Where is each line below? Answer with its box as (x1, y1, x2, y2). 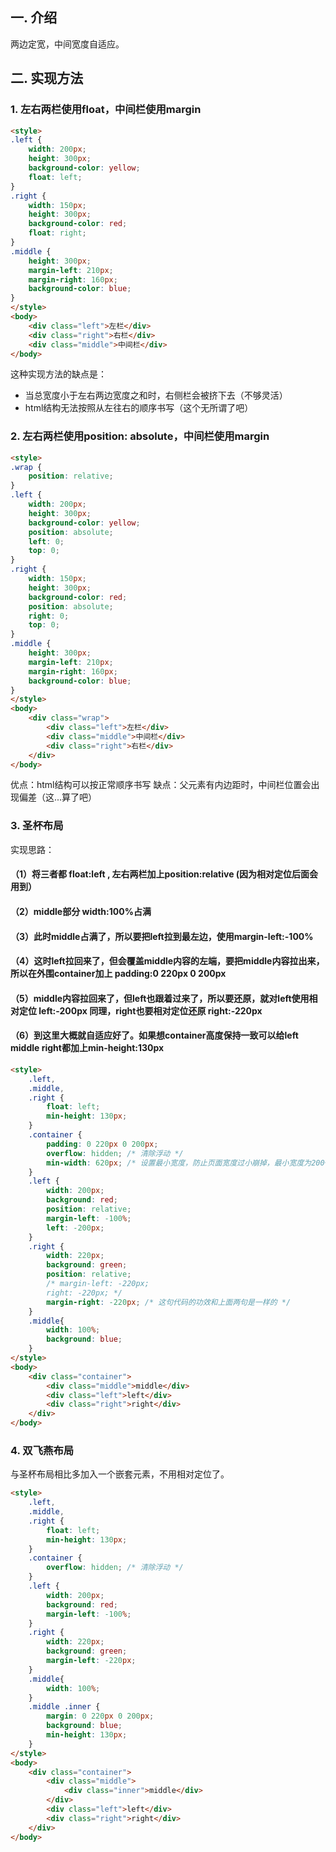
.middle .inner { (28, 1702, 101, 1712)
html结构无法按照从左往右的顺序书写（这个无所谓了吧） (24, 402, 254, 414)
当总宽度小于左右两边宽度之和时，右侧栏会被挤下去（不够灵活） (24, 389, 288, 402)
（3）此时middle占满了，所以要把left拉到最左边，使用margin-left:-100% (10, 930, 314, 942)
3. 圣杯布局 (10, 819, 64, 833)
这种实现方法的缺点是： (10, 368, 107, 380)
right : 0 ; (28, 611, 70, 621)
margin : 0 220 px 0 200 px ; (46, 1711, 155, 1722)
